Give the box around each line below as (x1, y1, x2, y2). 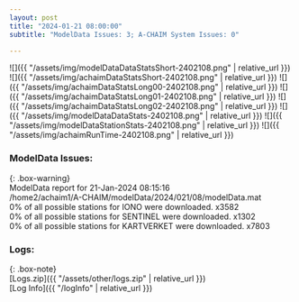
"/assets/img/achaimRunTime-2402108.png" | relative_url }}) (9, 130, 234, 141)
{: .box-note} (9, 263, 57, 274)
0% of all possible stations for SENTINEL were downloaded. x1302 (9, 211, 256, 222)
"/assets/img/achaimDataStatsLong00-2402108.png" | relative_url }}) (21, 82, 278, 93)
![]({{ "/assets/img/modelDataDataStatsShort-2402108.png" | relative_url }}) (9, 62, 291, 73)
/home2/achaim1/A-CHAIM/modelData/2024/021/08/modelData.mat (9, 191, 262, 203)
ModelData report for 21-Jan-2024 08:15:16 (9, 182, 170, 193)
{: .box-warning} (9, 172, 70, 183)
